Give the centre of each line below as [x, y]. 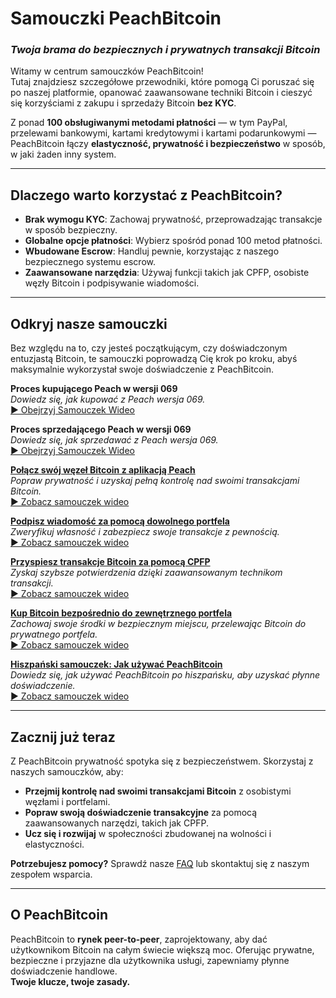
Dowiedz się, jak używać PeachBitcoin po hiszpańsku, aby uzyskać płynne [165, 675]
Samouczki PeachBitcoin [116, 18]
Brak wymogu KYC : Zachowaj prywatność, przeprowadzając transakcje [173, 219]
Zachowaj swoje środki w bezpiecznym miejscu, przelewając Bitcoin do [158, 624]
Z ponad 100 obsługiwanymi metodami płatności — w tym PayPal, [149, 123]
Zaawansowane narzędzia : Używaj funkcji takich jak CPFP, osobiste [167, 273]
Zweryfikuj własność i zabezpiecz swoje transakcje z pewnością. [145, 532]
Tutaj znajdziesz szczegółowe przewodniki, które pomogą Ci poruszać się [162, 82]
